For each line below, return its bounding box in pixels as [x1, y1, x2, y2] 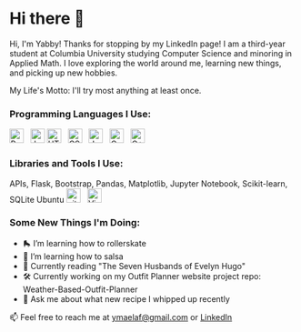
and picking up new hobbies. [9, 67, 118, 78]
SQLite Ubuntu [9, 194, 65, 205]
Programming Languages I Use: [9, 107, 152, 120]
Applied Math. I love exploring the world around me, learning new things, [9, 57, 282, 68]
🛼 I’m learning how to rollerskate [22, 237, 147, 248]
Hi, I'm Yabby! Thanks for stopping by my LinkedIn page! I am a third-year [9, 38, 286, 49]
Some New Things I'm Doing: [9, 216, 141, 229]
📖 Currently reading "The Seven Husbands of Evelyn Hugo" [22, 260, 246, 271]
